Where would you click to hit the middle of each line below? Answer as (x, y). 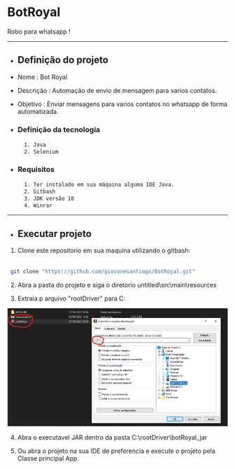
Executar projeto (55, 234)
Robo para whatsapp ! (39, 31)
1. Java (35, 145)
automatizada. (38, 111)
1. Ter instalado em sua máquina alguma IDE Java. (99, 185)
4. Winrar (38, 206)
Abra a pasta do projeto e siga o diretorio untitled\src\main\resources (117, 284)
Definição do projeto (63, 60)
